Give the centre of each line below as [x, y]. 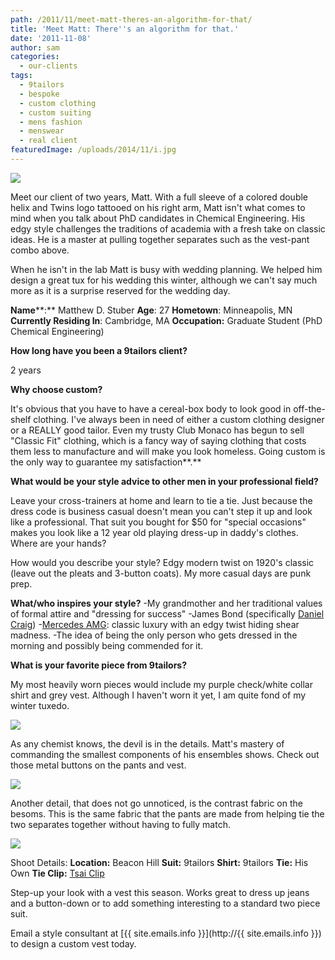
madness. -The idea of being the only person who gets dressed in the [154, 635]
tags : [21, 76]
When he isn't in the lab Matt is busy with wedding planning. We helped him [166, 269]
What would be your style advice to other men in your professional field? [164, 481]
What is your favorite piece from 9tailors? [99, 665]
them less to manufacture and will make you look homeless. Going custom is [168, 451]
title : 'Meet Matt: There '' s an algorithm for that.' [125, 29]
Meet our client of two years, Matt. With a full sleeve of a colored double [159, 197]
